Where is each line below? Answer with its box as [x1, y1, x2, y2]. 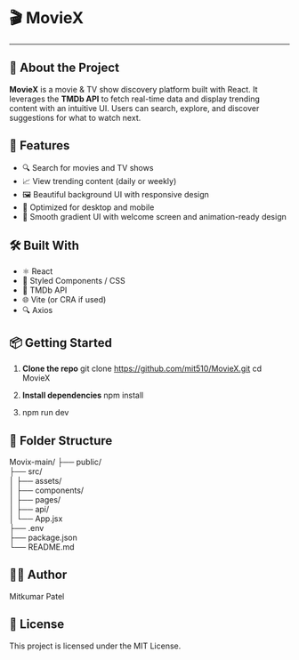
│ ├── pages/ [9, 495, 61, 504]
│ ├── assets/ [9, 476, 62, 486]
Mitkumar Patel [9, 591, 65, 601]
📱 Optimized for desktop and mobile [21, 202, 155, 213]
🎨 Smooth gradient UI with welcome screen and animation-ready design [21, 211, 287, 221]
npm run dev [21, 407, 69, 418]
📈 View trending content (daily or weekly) [21, 175, 177, 186]
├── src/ [9, 466, 43, 477]
